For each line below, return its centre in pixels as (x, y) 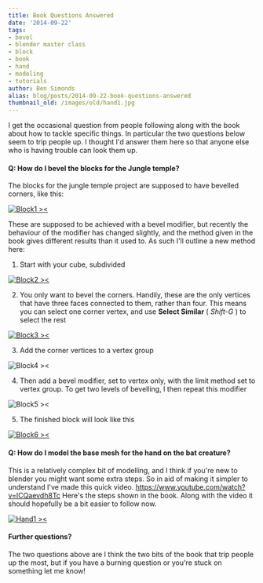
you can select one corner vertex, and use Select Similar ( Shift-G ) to (133, 312)
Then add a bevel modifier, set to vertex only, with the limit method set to (137, 381)
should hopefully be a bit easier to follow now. (82, 504)
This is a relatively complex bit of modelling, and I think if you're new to (123, 470)
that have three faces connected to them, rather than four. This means (133, 304)
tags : (17, 30)
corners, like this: (36, 194)
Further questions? (40, 537)
